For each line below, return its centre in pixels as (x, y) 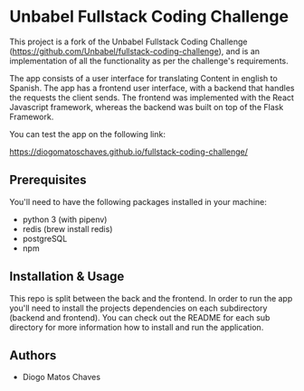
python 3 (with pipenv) (65, 219)
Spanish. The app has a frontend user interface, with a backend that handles (152, 88)
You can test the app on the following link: (87, 134)
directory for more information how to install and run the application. (137, 327)
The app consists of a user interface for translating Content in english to (143, 78)
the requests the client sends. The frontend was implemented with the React (152, 98)
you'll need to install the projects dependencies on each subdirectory (138, 308)
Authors (33, 355)
